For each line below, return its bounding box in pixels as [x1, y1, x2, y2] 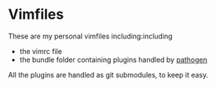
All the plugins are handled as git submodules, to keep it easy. [8, 70, 209, 79]
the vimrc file [19, 46, 63, 56]
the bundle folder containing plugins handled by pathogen [19, 55, 208, 64]
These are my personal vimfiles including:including [8, 31, 173, 41]
